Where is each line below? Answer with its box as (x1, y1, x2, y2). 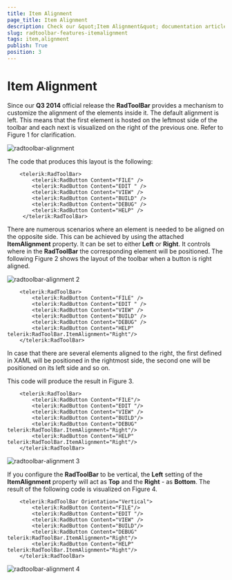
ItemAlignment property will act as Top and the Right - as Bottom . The (7, 477, 211, 485)
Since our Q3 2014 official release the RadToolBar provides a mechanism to (7, 101, 224, 109)
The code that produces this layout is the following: (7, 157, 153, 166)
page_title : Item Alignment (7, 17, 88, 23)
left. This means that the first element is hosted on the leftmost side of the (7, 115, 217, 124)
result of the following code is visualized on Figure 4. (7, 485, 157, 493)
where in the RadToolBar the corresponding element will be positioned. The (7, 246, 223, 255)
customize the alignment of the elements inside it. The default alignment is (7, 108, 220, 117)
